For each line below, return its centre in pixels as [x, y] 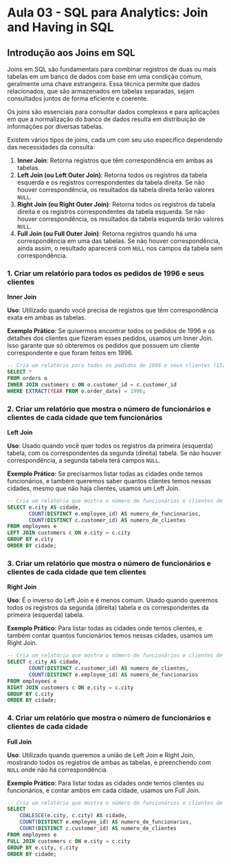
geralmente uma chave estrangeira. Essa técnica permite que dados [104, 84]
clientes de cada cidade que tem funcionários [85, 417]
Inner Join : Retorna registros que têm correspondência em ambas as [115, 160]
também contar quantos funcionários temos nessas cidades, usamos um [110, 635]
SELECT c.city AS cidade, [44, 662]
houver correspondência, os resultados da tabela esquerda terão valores [120, 219]
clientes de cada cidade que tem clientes [77, 571]
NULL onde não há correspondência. [58, 770]
